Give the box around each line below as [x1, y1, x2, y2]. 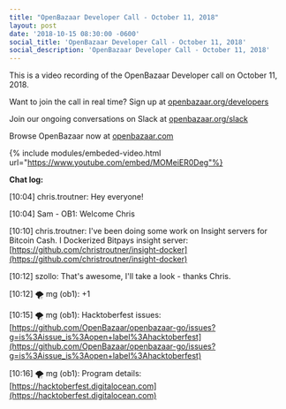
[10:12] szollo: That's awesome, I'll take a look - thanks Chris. [9, 271, 231, 282]
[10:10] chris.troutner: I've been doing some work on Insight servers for [9, 226, 267, 237]
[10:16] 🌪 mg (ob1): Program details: [9, 368, 142, 379]
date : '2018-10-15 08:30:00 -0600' [9, 29, 140, 38]
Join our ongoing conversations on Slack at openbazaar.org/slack [9, 114, 249, 125]
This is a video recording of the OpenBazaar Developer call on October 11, [9, 70, 278, 80]
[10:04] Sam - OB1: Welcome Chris [9, 208, 135, 219]
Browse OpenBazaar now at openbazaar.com [9, 131, 174, 141]
